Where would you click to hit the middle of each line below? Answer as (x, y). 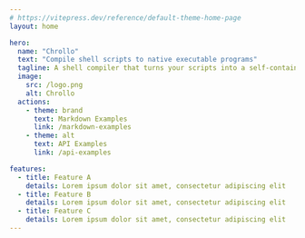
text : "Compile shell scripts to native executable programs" (138, 60)
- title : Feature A (54, 177)
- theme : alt (50, 136)
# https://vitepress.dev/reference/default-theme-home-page (126, 18)
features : (28, 169)
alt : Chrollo (50, 93)
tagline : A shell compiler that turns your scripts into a (132, 68)
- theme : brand (54, 110)
